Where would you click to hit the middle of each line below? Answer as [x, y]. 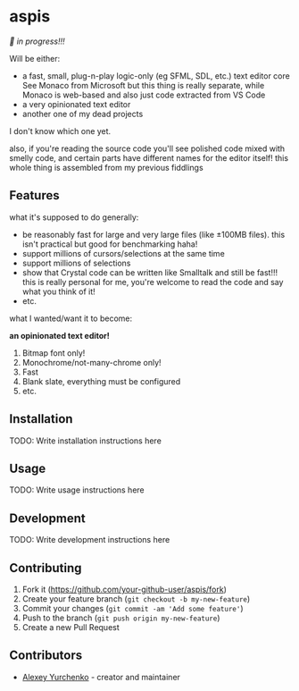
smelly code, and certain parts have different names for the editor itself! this [149, 157]
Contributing [46, 568]
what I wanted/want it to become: [71, 318]
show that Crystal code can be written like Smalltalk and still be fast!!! [150, 272]
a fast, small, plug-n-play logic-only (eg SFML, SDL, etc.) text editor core [156, 76]
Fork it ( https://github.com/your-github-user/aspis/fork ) [125, 589]
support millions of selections [76, 263]
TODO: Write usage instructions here [77, 490]
